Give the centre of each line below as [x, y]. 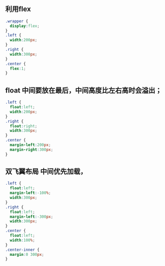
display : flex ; [25, 26]
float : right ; [24, 126]
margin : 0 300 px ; [27, 254]
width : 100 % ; [23, 240]
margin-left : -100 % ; [30, 193]
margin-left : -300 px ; [31, 217]
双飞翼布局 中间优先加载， [46, 172]
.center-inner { [22, 250]
